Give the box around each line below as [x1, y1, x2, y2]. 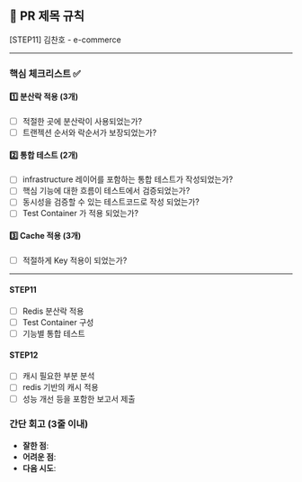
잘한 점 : [22, 440, 49, 450]
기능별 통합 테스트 [22, 328, 85, 340]
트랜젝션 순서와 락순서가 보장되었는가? [22, 127, 157, 138]
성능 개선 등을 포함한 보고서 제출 [22, 393, 136, 404]
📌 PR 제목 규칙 [9, 8, 85, 24]
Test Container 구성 [22, 317, 94, 328]
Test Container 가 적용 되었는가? [22, 208, 139, 219]
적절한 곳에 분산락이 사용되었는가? [22, 115, 142, 126]
